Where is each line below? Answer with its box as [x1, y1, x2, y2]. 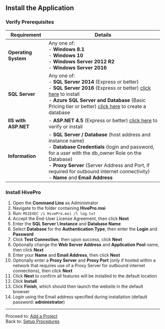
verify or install [48, 123, 83, 130]
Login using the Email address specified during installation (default [12, 294, 147, 300]
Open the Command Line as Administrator [12, 200, 98, 206]
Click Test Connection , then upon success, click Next [12, 236, 122, 242]
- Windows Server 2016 [48, 64, 107, 71]
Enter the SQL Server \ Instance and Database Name [12, 220, 121, 226]
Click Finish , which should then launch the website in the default [12, 283, 143, 289]
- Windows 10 [48, 52, 84, 58]
